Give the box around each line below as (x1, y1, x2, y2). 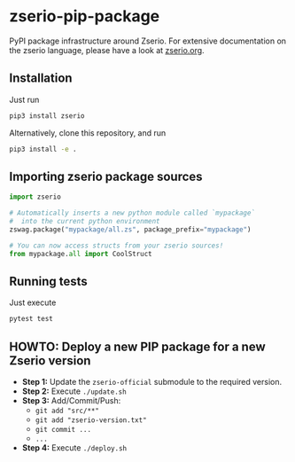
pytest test (9, 315, 53, 324)
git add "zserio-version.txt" (35, 416, 148, 425)
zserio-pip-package (9, 6, 160, 27)
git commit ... (35, 426, 91, 435)
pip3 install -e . (9, 145, 77, 153)
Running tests (9, 273, 89, 289)
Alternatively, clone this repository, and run (9, 127, 167, 138)
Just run (9, 94, 40, 105)
